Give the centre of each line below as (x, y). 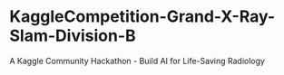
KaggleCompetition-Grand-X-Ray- (142, 17)
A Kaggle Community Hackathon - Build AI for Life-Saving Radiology (137, 61)
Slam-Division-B (73, 36)
